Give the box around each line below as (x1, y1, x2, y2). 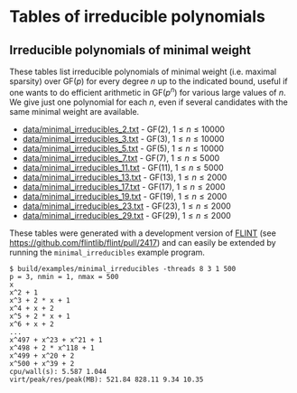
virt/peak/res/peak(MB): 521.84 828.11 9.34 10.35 (9, 375, 204, 384)
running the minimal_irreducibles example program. (9, 247, 206, 257)
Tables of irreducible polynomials (9, 6, 266, 27)
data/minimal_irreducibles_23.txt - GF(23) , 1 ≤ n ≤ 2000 (22, 201, 232, 211)
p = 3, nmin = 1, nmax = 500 (9, 272, 119, 281)
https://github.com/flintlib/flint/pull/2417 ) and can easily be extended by (9, 237, 277, 248)
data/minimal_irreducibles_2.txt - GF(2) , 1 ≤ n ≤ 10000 (22, 124, 226, 135)
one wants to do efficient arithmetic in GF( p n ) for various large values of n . (9, 86, 286, 98)
